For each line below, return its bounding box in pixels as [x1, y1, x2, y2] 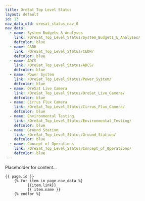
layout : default [5, 12, 39, 17]
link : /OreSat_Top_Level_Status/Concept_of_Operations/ [14, 146, 132, 151]
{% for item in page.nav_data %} [14, 178, 83, 183]
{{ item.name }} [27, 187, 61, 192]
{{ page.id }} [5, 174, 35, 179]
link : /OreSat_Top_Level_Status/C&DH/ [14, 49, 94, 54]
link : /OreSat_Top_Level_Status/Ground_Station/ [14, 132, 116, 137]
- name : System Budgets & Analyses [9, 30, 83, 35]
